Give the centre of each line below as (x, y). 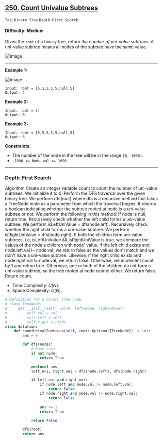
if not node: (44, 353)
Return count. (19, 276)
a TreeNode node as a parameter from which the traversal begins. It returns (81, 204)
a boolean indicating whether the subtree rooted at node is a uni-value (75, 209)
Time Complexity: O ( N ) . (36, 286)
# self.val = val (31, 313)
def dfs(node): (38, 344)
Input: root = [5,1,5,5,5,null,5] (40, 89)
